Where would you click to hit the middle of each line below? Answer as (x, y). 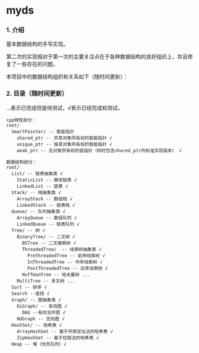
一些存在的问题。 (37, 64)
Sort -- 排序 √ (29, 287)
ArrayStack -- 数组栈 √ (45, 199)
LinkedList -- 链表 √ (42, 186)
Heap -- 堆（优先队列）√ (39, 344)
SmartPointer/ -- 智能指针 (43, 131)
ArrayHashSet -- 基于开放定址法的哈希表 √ (65, 331)
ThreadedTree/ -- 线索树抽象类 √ (62, 249)
